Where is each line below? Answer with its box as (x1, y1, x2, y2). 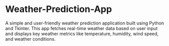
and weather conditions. (5, 36, 56, 42)
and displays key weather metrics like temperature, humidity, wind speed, (5, 30, 159, 36)
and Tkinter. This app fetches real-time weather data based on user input (5, 25, 158, 31)
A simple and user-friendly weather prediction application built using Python (5, 20, 164, 26)
